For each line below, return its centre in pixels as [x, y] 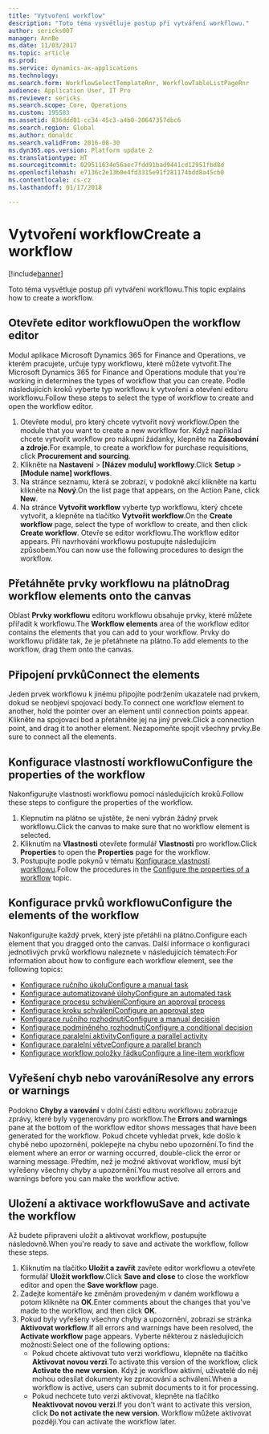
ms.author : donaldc [41, 135]
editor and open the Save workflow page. [89, 1285]
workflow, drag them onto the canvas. [71, 650]
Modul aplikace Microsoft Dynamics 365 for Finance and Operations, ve [127, 355]
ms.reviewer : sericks [45, 98]
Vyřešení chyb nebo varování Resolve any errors [131, 1079]
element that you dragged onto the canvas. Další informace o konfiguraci [129, 943]
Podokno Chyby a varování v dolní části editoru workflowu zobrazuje [123, 1110]
